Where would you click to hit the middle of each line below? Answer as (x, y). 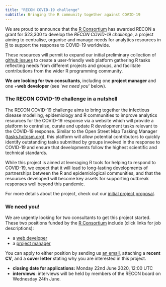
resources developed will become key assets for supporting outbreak (77, 178)
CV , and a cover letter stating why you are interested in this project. (76, 259)
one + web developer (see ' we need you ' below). (56, 86)
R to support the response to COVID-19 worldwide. (58, 45)
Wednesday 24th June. (37, 279)
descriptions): (20, 228)
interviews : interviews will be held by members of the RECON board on (87, 274)
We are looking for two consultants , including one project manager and (80, 81)
